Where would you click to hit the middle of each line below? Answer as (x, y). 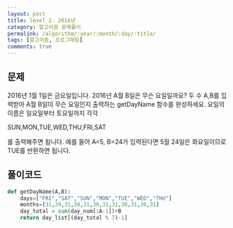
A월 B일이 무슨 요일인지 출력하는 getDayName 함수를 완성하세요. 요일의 (125, 104)
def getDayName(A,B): (39, 191)
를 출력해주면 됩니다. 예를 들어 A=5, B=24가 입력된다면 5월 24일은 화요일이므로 (117, 141)
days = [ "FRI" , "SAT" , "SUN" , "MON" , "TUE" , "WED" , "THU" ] (96, 198)
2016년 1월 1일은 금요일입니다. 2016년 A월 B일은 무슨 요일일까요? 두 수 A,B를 (114, 95)
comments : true (30, 47)
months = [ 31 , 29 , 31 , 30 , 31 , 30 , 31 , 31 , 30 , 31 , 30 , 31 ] (90, 205)
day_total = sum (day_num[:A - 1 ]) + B (71, 211)
